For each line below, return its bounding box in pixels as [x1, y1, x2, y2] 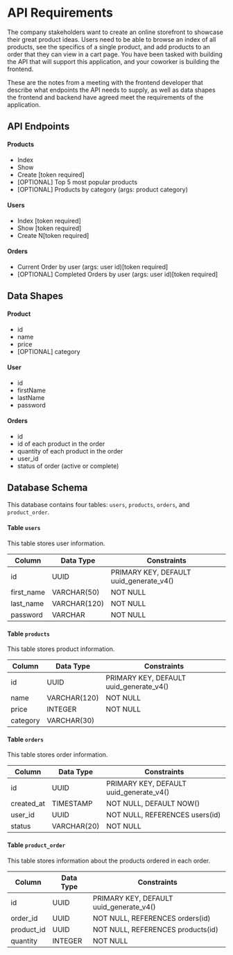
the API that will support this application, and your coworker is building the [7, 57, 220, 65]
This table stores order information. [7, 751, 108, 759]
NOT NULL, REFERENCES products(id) [92, 924, 218, 934]
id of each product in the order [17, 440, 105, 448]
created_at [10, 798, 46, 808]
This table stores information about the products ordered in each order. [7, 856, 211, 865]
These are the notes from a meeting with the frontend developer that [7, 78, 203, 86]
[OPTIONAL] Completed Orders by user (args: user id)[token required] [17, 270, 218, 278]
